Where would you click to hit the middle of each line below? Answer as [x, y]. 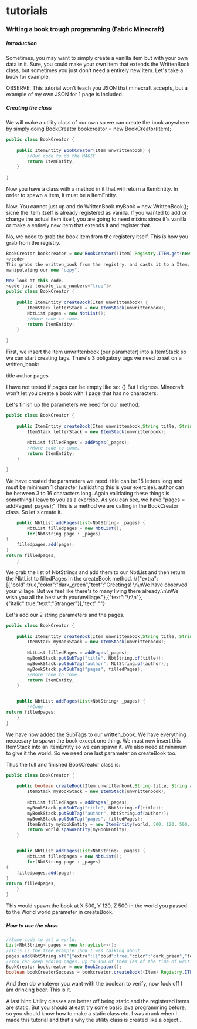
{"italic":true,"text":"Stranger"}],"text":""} [56, 603]
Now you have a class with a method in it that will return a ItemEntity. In [92, 189]
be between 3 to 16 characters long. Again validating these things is [88, 493]
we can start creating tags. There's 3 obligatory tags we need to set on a [94, 358]
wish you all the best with [37, 597]
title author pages [27, 376]
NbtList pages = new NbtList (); [67, 313]
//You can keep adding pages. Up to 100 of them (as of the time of [91, 961]
